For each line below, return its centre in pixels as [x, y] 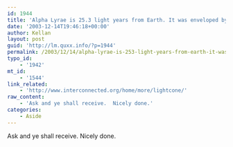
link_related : [28, 84]
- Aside [31, 116]
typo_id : [20, 59]
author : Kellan [29, 33]
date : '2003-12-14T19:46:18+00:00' [59, 26]
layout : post [26, 39]
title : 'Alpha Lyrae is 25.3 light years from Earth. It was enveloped [113, 20]
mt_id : [17, 71]
